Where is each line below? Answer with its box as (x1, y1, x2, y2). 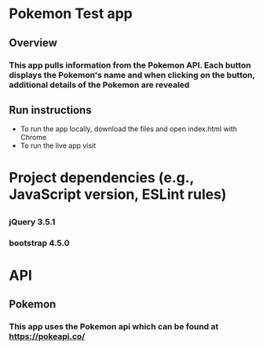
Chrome (20, 133, 47, 142)
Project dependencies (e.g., (9, 168, 195, 186)
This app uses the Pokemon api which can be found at (9, 321, 219, 332)
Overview (9, 36, 58, 50)
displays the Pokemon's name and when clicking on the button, (9, 69, 255, 80)
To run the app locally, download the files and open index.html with (20, 124, 238, 134)
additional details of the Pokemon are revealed (9, 79, 190, 90)
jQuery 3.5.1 (9, 216, 56, 227)
